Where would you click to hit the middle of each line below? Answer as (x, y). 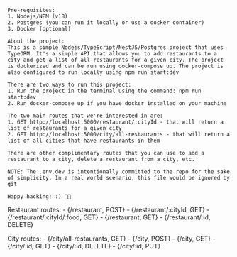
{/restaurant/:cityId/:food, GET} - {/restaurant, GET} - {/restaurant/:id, (109, 217)
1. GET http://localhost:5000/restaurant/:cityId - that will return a (115, 122)
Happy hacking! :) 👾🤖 (39, 197)
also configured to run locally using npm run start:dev (93, 72)
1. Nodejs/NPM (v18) (38, 16)
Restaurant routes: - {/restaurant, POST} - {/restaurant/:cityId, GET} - (109, 210)
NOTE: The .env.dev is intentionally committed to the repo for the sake (119, 172)
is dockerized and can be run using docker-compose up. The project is (115, 66)
